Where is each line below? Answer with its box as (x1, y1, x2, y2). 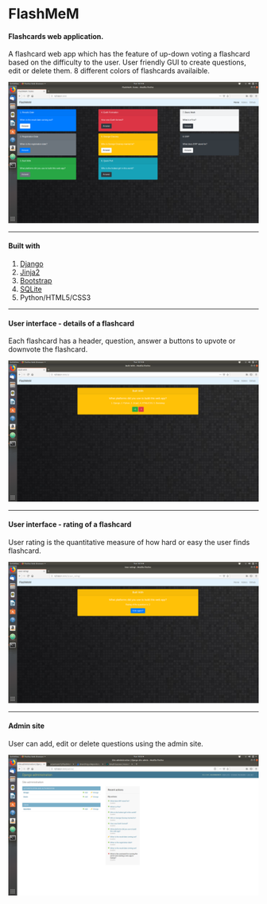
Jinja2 (19, 267, 41, 277)
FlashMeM (8, 5, 79, 23)
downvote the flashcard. (8, 345, 88, 354)
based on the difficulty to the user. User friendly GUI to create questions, (8, 57, 246, 68)
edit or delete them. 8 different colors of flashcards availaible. (8, 66, 211, 76)
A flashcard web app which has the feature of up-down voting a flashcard (8, 49, 250, 59)
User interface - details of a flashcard (8, 318, 135, 328)
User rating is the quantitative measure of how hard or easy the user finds (8, 538, 250, 547)
